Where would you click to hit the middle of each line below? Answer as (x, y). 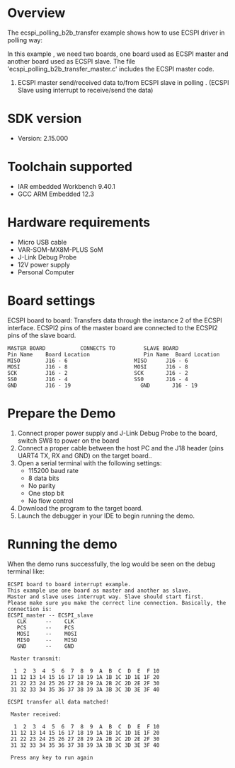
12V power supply (44, 264)
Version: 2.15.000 (43, 138)
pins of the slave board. (42, 335)
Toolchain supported (70, 167)
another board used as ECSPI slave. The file (71, 61)
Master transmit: (36, 658)
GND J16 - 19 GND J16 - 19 (103, 385)
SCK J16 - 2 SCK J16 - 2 (98, 373)
